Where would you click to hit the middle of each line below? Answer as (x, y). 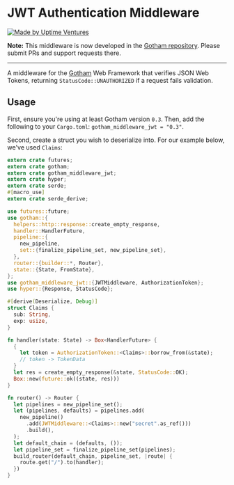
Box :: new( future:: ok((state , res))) (67, 379)
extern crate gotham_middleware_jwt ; (62, 173)
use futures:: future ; (39, 211)
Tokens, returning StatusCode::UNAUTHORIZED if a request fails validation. (110, 80)
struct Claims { (31, 308)
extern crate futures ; (40, 160)
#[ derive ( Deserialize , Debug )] (53, 302)
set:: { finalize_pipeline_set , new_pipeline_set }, (93, 251)
